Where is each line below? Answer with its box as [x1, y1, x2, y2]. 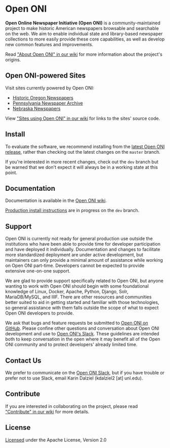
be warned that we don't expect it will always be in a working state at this [5, 164, 158, 170]
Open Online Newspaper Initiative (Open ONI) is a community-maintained [5, 20, 161, 26]
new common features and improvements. [5, 41, 94, 47]
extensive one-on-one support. [5, 268, 71, 274]
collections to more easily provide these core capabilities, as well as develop [5, 36, 165, 42]
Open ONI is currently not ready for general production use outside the [5, 235, 153, 242]
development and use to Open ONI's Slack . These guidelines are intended [5, 331, 159, 337]
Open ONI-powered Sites [5, 72, 86, 80]
